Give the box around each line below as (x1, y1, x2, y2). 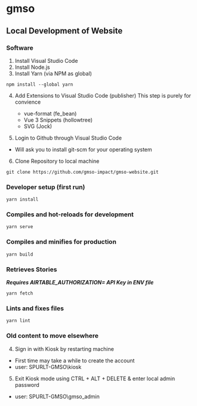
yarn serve (6, 224, 33, 230)
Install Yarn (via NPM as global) (14, 69, 93, 77)
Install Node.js (14, 63, 50, 71)
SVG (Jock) (23, 122, 53, 130)
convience (14, 98, 41, 105)
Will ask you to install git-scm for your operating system (14, 146, 152, 153)
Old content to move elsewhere (6, 332, 98, 340)
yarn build (6, 251, 33, 257)
